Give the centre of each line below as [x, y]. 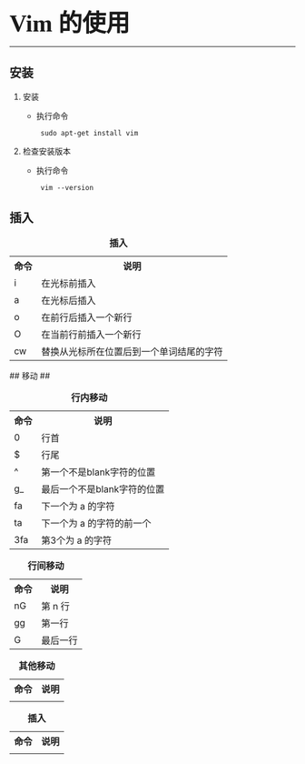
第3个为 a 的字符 [76, 540]
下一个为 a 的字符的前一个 [96, 523]
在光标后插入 [69, 300]
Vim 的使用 [69, 24]
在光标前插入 [69, 283]
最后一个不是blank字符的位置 [103, 488]
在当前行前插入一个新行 [92, 334]
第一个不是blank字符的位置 [98, 472]
